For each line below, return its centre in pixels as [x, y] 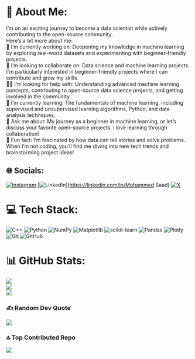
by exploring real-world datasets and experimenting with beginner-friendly [96, 53]
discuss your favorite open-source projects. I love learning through [87, 127]
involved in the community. [39, 96]
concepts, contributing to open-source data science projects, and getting [95, 90]
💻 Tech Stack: [42, 209]
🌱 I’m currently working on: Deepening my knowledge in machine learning [95, 47]
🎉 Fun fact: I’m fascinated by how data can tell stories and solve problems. [96, 140]
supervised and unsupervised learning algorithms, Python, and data [88, 109]
